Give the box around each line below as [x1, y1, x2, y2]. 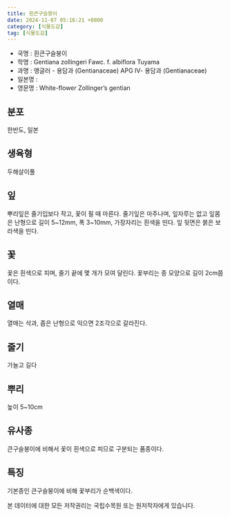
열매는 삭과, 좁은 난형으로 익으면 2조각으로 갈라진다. [7, 319, 147, 327]
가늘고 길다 [7, 361, 37, 369]
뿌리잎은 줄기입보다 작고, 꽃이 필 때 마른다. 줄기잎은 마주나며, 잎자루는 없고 [7, 209, 208, 218]
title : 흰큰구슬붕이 [7, 10, 57, 17]
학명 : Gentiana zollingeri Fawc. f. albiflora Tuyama [17, 58, 160, 66]
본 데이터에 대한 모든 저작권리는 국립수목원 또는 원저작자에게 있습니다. [7, 501, 195, 509]
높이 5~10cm [7, 403, 44, 411]
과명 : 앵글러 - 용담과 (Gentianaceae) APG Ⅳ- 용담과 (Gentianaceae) [17, 66, 207, 75]
